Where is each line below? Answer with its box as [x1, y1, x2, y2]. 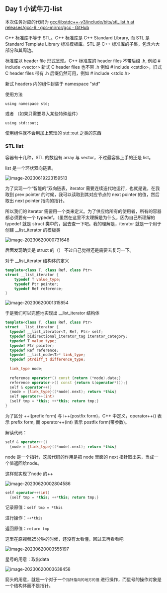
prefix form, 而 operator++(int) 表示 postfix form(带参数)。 [10, 419, 130, 425]
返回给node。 [13, 460, 42, 466]
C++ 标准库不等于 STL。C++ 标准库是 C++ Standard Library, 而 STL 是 [5, 34, 150, 41]
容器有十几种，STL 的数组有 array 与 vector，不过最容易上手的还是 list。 [5, 155, 154, 161]
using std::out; [5, 120, 39, 125]
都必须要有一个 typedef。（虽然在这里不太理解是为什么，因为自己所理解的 [5, 214, 156, 220]
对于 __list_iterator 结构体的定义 [5, 258, 70, 264]
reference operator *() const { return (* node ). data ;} [9, 375, 121, 381]
